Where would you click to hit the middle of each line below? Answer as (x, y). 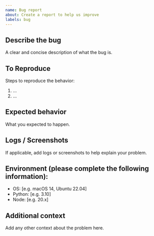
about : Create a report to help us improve (52, 15)
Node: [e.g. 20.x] (30, 200)
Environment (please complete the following (77, 169)
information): (27, 177)
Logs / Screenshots (37, 140)
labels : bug (18, 19)
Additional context (35, 215)
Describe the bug (33, 40)
